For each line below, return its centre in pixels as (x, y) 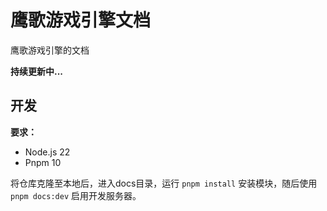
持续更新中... (37, 71)
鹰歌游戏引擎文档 (81, 20)
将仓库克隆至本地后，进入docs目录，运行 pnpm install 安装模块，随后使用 (164, 183)
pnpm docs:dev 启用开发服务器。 (76, 195)
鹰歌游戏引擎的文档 (50, 50)
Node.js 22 (47, 152)
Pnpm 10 (43, 162)
